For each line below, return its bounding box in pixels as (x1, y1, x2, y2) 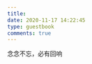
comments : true (7, 29, 52, 37)
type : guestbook (7, 23, 54, 30)
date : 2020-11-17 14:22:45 (7, 17, 86, 24)
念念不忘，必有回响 (7, 49, 63, 58)
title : (7, 10, 26, 17)
